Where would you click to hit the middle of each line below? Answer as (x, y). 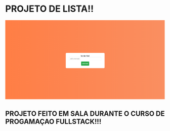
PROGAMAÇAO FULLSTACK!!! (53, 122)
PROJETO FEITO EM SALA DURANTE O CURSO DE (85, 113)
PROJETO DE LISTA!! (50, 9)
